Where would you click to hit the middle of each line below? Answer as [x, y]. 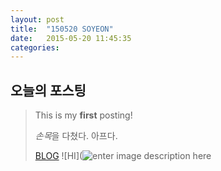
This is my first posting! [83, 115]
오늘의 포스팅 [48, 90]
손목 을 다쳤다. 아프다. [76, 136]
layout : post [37, 19]
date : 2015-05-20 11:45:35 [71, 38]
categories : [35, 47]
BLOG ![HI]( [58, 156]
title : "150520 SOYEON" [62, 29]
